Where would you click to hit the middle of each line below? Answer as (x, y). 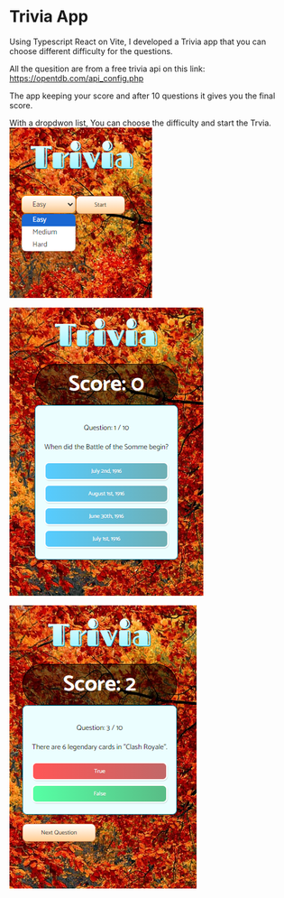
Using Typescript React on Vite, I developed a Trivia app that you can (138, 42)
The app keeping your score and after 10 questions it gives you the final (142, 96)
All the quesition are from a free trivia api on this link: (107, 69)
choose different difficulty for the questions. (91, 51)
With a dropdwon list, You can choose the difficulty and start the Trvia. (141, 123)
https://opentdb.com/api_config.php (77, 78)
